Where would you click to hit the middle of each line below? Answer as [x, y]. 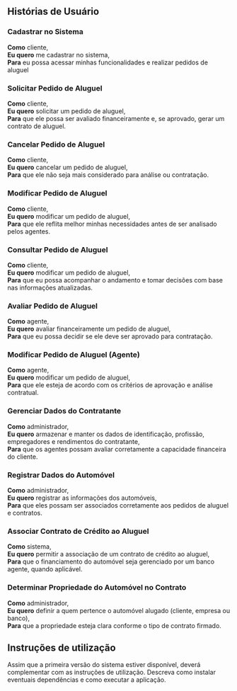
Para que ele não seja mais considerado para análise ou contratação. [108, 175]
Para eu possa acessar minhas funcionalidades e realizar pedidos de [108, 62]
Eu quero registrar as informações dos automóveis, [82, 498]
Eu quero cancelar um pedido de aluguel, [68, 167]
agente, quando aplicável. [45, 569]
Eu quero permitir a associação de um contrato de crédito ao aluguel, [109, 554]
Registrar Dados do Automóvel [61, 475]
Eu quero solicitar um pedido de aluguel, [67, 111]
